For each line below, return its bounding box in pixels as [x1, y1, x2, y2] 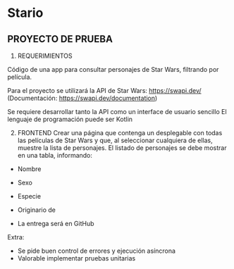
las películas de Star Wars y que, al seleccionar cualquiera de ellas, [17, 136, 213, 144]
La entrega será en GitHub [17, 220, 94, 227]
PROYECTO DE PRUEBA [7, 33, 113, 45]
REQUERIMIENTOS [17, 51, 73, 60]
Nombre [17, 165, 42, 173]
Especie [17, 192, 41, 200]
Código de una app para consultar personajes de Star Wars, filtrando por [7, 65, 219, 73]
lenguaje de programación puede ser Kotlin [7, 115, 133, 123]
